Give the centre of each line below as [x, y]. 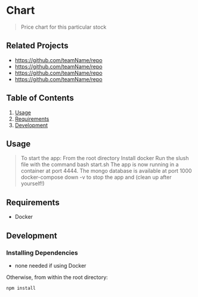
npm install [21, 288]
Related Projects [37, 46]
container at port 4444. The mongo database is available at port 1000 [106, 171]
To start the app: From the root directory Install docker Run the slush [105, 158]
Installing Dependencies [42, 253]
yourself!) [33, 183]
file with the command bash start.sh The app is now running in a [100, 164]
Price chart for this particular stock [64, 27]
